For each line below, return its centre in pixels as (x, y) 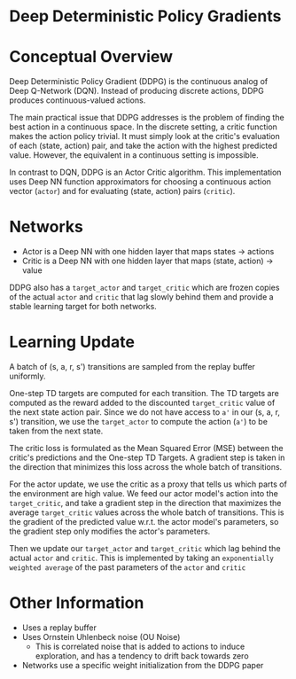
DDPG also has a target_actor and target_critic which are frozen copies (144, 288)
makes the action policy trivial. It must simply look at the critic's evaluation (145, 137)
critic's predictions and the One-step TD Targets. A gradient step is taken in (147, 457)
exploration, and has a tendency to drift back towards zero (142, 656)
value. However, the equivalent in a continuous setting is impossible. (134, 155)
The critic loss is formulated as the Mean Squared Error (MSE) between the (146, 448)
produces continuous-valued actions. (78, 100)
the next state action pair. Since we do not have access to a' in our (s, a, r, (145, 412)
